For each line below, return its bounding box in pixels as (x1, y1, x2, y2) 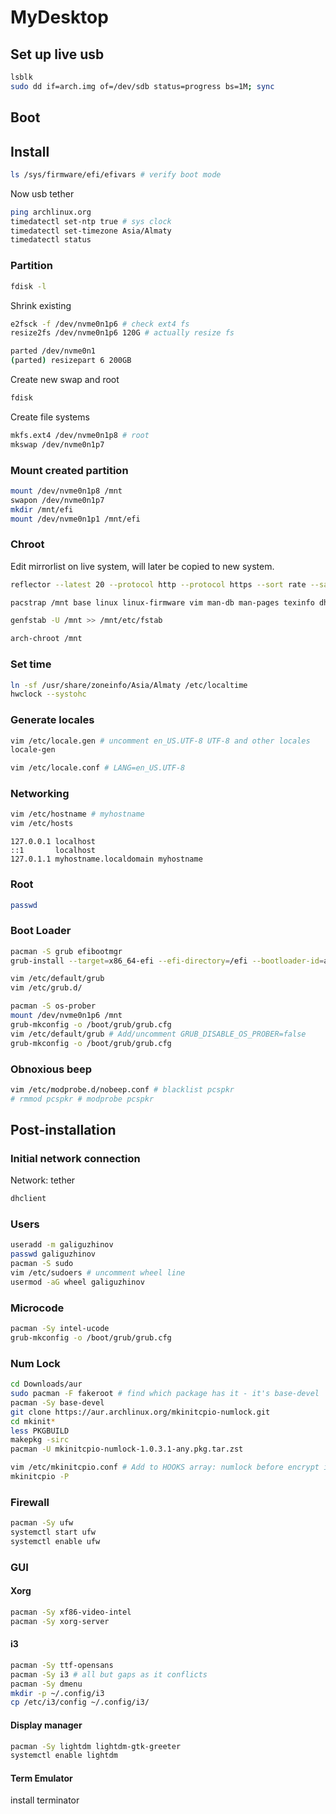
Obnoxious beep (10, 1062, 93, 1076)
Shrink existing (10, 299, 72, 311)
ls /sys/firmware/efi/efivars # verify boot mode (10, 169, 222, 180)
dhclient (10, 1194, 47, 1204)
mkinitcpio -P (10, 1472, 70, 1482)
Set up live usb (10, 46, 105, 63)
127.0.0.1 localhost (10, 837, 97, 847)
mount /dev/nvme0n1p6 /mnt (10, 1011, 123, 1021)
